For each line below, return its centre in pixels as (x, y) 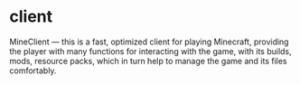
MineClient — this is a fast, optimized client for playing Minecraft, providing (149, 42)
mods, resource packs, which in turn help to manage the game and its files (148, 61)
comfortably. (33, 71)
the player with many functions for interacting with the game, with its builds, (150, 51)
